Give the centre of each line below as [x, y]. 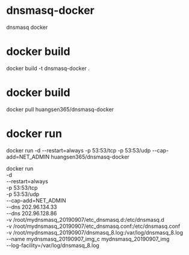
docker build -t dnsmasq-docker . [48, 68]
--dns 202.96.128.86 [32, 213]
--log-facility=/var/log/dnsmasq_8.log [53, 245]
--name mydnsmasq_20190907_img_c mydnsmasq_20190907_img [88, 239]
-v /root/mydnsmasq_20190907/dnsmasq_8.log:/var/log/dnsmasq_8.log [95, 232]
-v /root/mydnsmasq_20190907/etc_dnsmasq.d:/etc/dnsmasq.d [85, 219]
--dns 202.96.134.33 [32, 207]
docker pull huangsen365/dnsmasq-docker [60, 109]
